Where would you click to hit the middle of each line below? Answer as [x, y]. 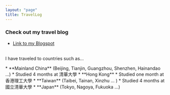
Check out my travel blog [37, 32]
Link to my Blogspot [34, 43]
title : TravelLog [24, 15]
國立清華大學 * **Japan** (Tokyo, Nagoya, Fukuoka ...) [63, 87]
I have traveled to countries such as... [45, 58]
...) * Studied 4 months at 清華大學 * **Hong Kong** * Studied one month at [84, 74]
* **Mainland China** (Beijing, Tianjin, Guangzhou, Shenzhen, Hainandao [83, 68]
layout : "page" [21, 10]
